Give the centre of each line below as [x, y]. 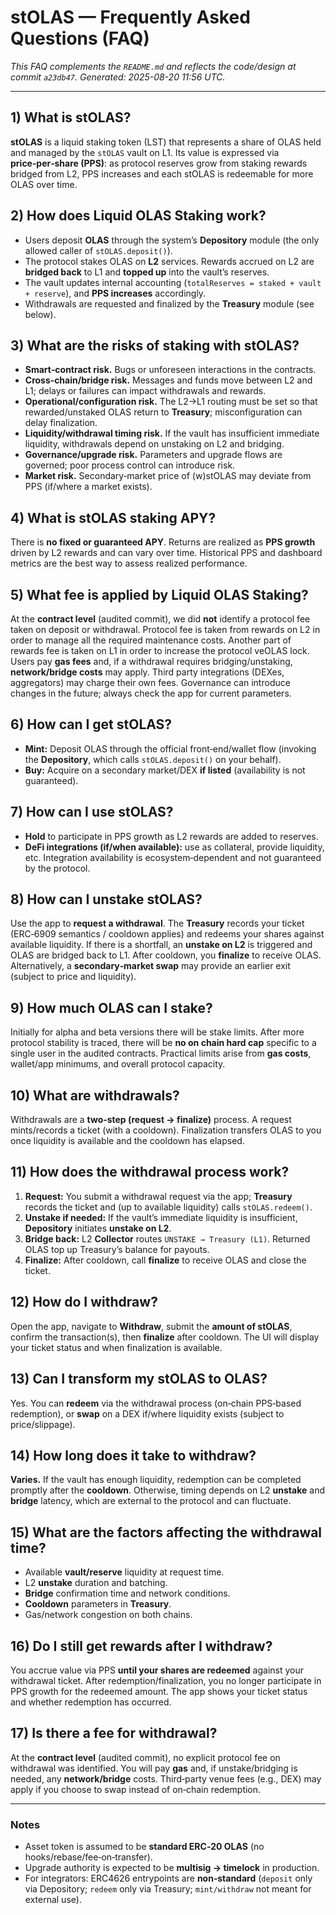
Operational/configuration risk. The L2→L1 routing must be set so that [171, 402]
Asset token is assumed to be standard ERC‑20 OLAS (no [144, 1847]
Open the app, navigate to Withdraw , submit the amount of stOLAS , [151, 1326]
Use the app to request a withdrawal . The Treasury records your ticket [157, 923]
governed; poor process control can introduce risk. [130, 465]
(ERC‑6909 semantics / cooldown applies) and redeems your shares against [167, 934]
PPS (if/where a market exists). [88, 487]
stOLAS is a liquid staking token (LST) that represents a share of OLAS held [166, 142]
